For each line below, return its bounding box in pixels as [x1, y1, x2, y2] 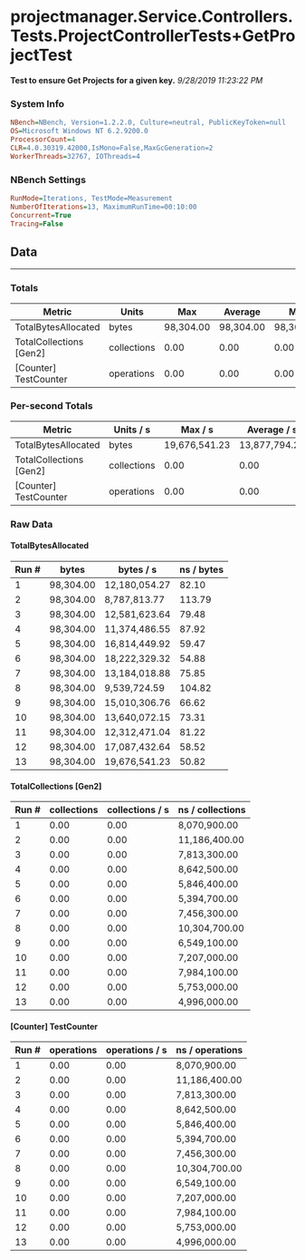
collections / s [106, 804, 170, 817]
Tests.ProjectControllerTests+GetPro [10, 25, 296, 46]
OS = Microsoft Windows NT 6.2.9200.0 [10, 127, 148, 136]
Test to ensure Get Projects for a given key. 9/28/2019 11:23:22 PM [10, 74, 263, 85]
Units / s [113, 423, 151, 436]
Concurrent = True [10, 210, 71, 219]
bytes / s [118, 563, 157, 576]
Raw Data [10, 518, 53, 530]
